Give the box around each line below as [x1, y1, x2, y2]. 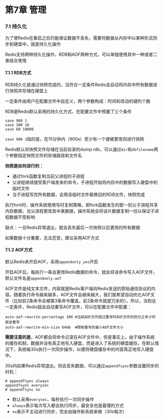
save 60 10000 [5, 126, 34, 132]
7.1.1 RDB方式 [5, 70, 32, 76]
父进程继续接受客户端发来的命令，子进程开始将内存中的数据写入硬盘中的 [12, 179, 158, 185]
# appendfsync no [5, 387, 41, 392]
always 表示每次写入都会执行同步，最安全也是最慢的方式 [12, 402, 124, 408]
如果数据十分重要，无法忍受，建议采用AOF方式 [5, 235, 100, 241]
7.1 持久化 [5, 23, 27, 30]
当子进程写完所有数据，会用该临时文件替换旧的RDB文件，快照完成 [12, 191, 145, 197]
